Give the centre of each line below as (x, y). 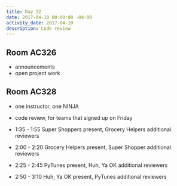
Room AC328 (31, 92)
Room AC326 (31, 52)
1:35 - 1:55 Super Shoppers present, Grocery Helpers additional (93, 129)
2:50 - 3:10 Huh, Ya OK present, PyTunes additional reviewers (91, 176)
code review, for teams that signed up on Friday (74, 117)
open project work (37, 73)
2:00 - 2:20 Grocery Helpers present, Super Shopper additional (93, 147)
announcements (35, 67)
